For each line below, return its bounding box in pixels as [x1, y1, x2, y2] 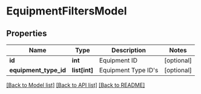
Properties [6, 28, 47, 39]
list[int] [71, 66, 94, 74]
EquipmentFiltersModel [6, 4, 127, 18]
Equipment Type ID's [99, 66, 159, 74]
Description [111, 46, 147, 54]
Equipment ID [99, 56, 138, 64]
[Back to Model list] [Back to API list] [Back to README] [6, 81, 145, 89]
